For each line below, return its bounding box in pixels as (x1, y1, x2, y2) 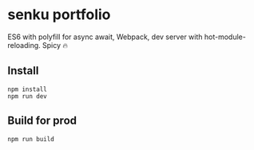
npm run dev (7, 92, 47, 101)
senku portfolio (7, 6, 111, 24)
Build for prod (7, 114, 77, 128)
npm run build (7, 135, 55, 143)
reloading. (7, 40, 41, 49)
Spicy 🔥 (42, 40, 69, 49)
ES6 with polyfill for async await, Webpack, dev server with (7, 32, 203, 41)
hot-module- (204, 32, 247, 41)
